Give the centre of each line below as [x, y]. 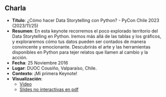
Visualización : [27, 78]
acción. [20, 57]
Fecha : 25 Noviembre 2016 [40, 62]
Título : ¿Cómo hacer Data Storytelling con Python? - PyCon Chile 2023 [86, 20]
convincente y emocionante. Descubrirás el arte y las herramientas [81, 46]
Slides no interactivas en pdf [49, 89]
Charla [15, 8]
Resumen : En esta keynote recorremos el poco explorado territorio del [85, 31]
